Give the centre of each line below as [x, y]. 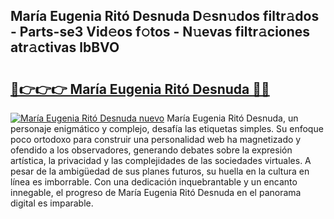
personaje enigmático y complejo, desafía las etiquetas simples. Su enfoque [167, 128]
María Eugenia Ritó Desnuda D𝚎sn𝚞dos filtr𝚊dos [165, 16]
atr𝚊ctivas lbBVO [65, 47]
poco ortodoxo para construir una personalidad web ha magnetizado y [156, 139]
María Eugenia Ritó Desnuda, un [232, 118]
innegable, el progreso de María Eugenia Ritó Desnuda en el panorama [156, 192]
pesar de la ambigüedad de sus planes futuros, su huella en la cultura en [160, 171]
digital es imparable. [52, 203]
